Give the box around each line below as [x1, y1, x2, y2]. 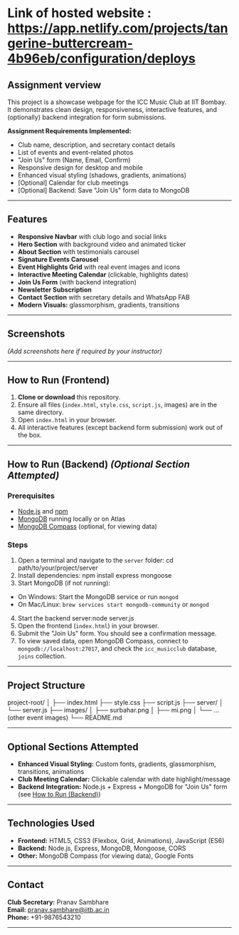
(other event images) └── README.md [7, 713, 122, 722]
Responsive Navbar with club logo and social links [17, 232, 167, 240]
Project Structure [7, 679, 85, 691]
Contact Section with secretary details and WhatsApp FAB [17, 292, 190, 301]
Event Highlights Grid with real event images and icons [17, 262, 181, 271]
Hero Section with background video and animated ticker [17, 240, 186, 248]
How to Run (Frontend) [7, 374, 110, 387]
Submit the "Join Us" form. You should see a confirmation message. [17, 629, 217, 638]
